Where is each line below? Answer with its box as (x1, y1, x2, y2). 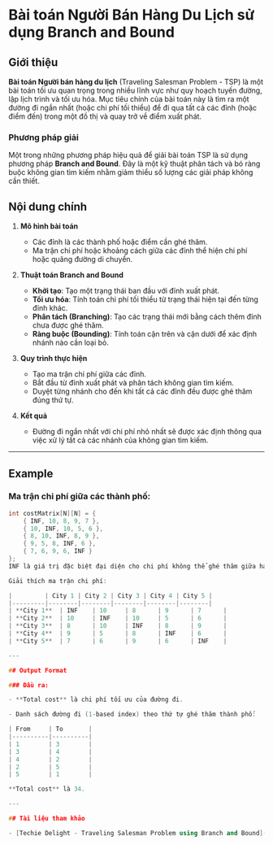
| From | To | (8, 725, 93, 734)
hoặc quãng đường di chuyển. (32, 255, 133, 264)
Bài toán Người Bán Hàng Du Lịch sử (8, 6, 255, 24)
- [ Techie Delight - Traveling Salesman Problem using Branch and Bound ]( (8, 829, 267, 837)
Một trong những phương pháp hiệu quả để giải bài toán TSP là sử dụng (8, 150, 249, 160)
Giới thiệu (8, 55, 58, 69)
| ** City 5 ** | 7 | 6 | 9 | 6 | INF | (8, 637, 227, 645)
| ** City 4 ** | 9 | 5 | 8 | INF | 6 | (8, 629, 227, 638)
